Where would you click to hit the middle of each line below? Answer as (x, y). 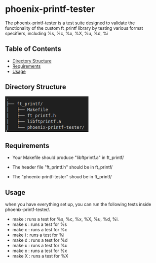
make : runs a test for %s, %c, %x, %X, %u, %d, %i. (66, 219)
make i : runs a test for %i (38, 235)
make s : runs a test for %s (39, 224)
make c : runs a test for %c (40, 230)
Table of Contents (33, 49)
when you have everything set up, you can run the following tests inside (78, 205)
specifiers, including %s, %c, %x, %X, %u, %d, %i (57, 33)
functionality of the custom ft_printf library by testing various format (74, 28)
